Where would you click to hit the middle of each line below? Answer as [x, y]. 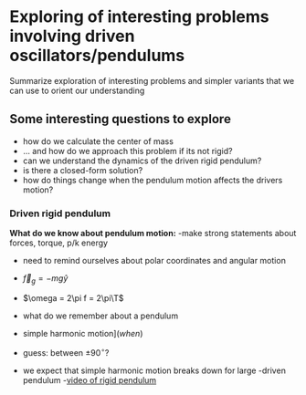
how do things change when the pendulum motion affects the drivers [153, 180]
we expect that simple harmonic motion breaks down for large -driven [154, 370]
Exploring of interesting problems [139, 17]
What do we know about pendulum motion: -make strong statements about [153, 234]
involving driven [72, 36]
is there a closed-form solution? [83, 170]
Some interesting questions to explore [120, 119]
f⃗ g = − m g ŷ [45, 279]
